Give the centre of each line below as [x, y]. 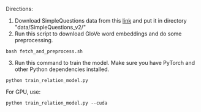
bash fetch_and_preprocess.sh [44, 51]
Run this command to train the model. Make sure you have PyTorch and [105, 63]
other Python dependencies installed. [62, 69]
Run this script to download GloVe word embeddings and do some [98, 34]
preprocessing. [34, 40]
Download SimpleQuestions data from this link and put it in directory [101, 21]
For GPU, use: [23, 92]
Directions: [19, 9]
